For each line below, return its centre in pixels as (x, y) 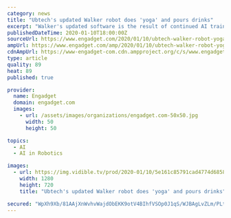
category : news (29, 13)
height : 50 (41, 128)
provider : (21, 90)
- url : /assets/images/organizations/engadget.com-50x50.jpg (109, 116)
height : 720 (36, 185)
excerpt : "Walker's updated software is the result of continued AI (107, 26)
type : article (27, 58)
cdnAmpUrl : (23, 52)
